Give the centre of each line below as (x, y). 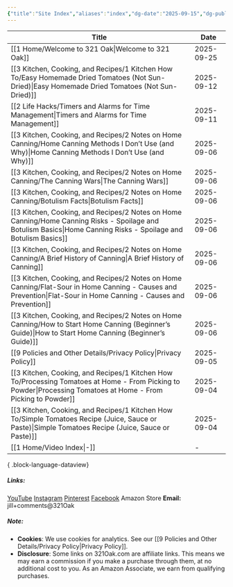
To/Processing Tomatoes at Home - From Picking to (95, 381)
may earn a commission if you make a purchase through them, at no (114, 561)
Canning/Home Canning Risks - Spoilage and (85, 221)
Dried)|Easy (30, 86)
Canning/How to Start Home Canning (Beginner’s (91, 324)
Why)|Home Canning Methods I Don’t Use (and (87, 152)
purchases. (33, 576)
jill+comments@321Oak (41, 505)
